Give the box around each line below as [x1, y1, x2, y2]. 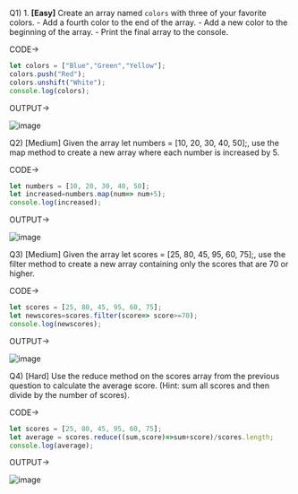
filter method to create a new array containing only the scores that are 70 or [9, 259, 289, 270]
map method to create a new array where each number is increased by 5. [9, 147, 280, 158]
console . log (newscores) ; [9, 319, 102, 328]
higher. [9, 268, 36, 279]
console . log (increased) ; [9, 198, 102, 207]
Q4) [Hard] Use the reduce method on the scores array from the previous [9, 370, 280, 381]
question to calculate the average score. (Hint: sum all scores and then [9, 380, 270, 391]
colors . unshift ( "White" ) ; [9, 78, 106, 87]
